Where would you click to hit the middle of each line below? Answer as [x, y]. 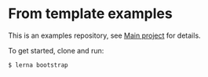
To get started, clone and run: [56, 50]
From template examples [90, 14]
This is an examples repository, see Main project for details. [105, 35]
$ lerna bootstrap [38, 65]
